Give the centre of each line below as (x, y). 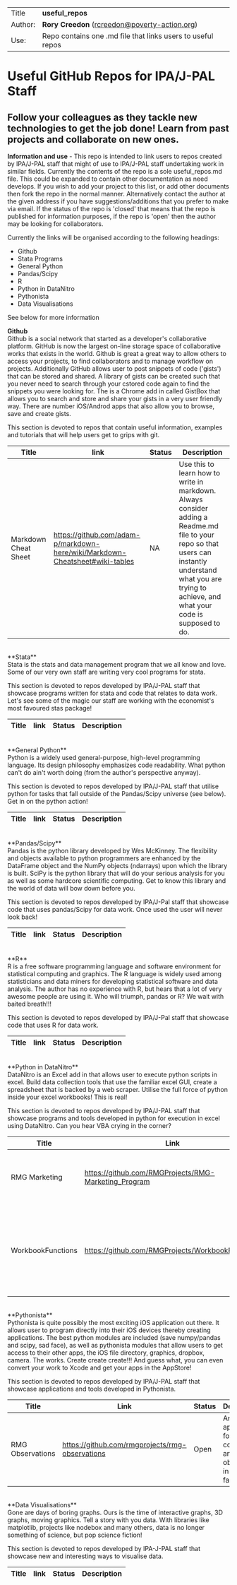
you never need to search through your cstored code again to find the (109, 384)
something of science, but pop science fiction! (75, 1535)
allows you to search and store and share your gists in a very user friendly (115, 399)
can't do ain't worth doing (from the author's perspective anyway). (104, 772)
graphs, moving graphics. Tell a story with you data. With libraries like (108, 1520)
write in (191, 482)
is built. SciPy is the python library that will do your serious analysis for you (116, 873)
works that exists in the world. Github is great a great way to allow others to (117, 354)
